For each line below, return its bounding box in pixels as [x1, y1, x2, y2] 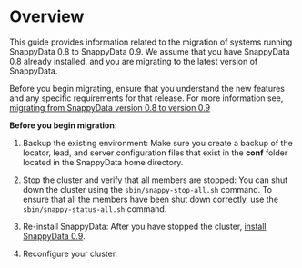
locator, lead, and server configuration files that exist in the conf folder [22, 147, 288, 158]
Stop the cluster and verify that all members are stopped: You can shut [22, 174, 288, 185]
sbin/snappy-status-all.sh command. [22, 203, 167, 214]
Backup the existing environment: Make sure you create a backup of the [22, 137, 293, 148]
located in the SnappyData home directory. [22, 156, 184, 167]
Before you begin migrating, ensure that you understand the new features [9, 83, 285, 94]
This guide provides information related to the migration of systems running [9, 36, 293, 47]
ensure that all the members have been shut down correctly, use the [22, 194, 279, 204]
